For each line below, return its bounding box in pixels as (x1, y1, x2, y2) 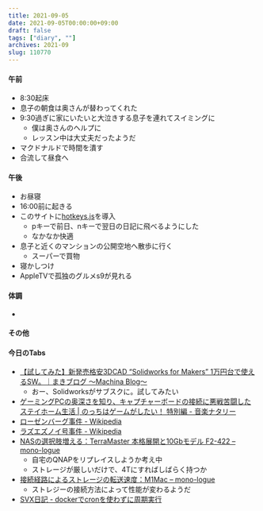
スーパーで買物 (31, 251, 81, 261)
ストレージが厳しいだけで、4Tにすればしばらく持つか (31, 465, 208, 474)
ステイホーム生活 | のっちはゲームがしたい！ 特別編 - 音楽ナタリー (19, 407, 236, 416)
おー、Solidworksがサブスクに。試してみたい (31, 387, 179, 397)
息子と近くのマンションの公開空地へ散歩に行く (19, 242, 173, 251)
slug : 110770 (8, 48, 51, 56)
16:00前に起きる (19, 202, 73, 211)
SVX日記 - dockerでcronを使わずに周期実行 (19, 494, 162, 505)
